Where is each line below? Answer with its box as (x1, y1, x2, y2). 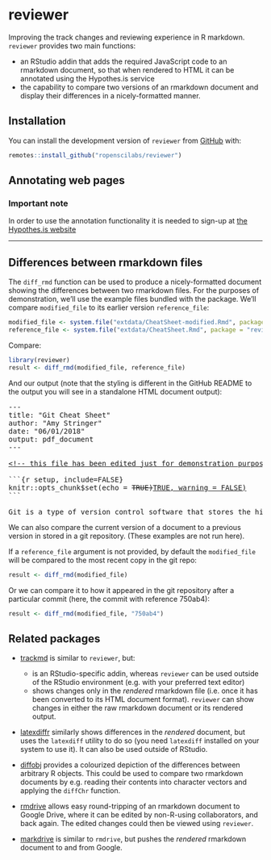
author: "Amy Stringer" (8, 418, 102, 428)
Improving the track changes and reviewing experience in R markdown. (8, 32, 245, 42)
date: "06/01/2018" (8, 426, 85, 436)
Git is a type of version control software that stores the (8, 507, 252, 516)
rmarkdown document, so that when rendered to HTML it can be (19, 65, 235, 74)
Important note (8, 198, 69, 209)
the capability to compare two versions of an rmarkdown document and (19, 82, 259, 92)
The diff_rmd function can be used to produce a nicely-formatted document (8, 277, 262, 287)
